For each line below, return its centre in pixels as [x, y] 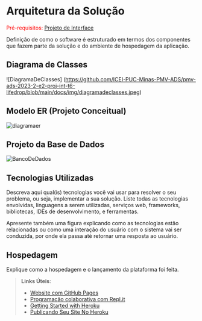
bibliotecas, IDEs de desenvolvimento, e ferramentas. [72, 211]
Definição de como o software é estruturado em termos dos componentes [99, 39]
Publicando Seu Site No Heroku [69, 312]
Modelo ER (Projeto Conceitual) [66, 111]
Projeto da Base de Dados [55, 144]
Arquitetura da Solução [65, 11]
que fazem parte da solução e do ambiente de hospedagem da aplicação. [98, 46]
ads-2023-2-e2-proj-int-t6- [41, 86]
